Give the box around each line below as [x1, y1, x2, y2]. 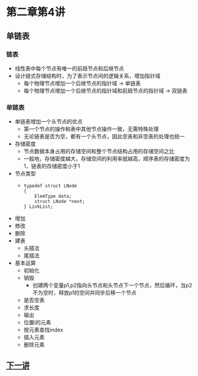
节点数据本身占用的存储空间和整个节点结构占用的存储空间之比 [23, 148, 175, 155]
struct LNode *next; [34, 198, 85, 205]
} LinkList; [23, 204, 53, 210]
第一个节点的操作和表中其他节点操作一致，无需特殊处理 [23, 125, 159, 132]
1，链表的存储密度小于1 [23, 163, 80, 170]
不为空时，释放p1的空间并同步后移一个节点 [32, 289, 137, 296]
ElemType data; [34, 194, 72, 200]
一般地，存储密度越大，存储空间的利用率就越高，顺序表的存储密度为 [23, 155, 190, 162]
